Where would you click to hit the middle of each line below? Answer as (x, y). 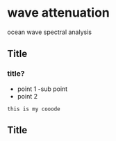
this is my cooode (34, 109)
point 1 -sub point (42, 89)
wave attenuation (58, 13)
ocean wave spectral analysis (50, 32)
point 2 (27, 96)
